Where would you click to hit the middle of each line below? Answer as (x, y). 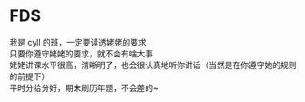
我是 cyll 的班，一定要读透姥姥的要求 (78, 42)
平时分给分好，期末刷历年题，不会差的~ (84, 87)
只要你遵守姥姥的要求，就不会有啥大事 (81, 53)
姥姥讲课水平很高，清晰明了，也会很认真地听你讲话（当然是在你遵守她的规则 (153, 65)
